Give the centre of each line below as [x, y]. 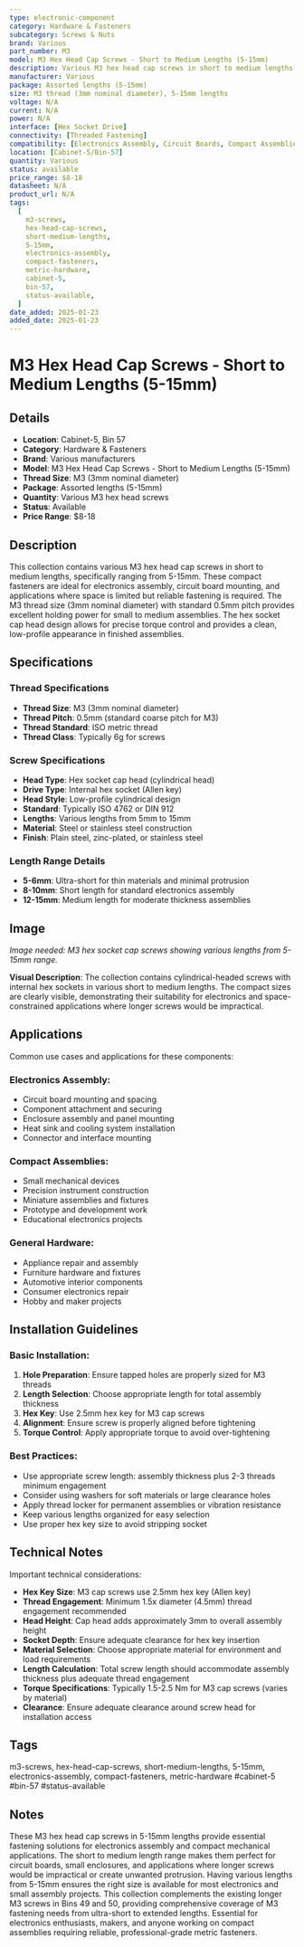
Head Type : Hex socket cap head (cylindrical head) [119, 780]
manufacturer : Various [52, 77]
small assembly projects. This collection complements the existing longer [146, 1894]
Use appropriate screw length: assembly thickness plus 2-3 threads [149, 1476]
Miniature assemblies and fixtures [85, 1201]
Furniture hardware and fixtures [81, 1272]
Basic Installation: [50, 1355]
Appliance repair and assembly [80, 1262]
